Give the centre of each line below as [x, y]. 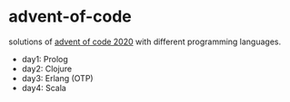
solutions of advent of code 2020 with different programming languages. [145, 42]
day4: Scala [44, 88]
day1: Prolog [45, 59]
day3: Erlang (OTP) [57, 78]
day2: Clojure [47, 69]
